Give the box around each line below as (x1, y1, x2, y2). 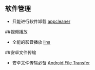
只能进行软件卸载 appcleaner (12, 18, 71, 24)
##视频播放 (5, 29, 28, 35)
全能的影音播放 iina (12, 39, 51, 45)
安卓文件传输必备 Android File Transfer (12, 60, 90, 66)
